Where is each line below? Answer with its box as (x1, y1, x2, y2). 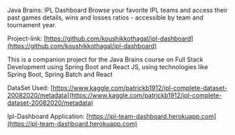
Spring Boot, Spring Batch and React (7, 70, 113, 78)
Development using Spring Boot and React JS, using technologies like (7, 63, 208, 71)
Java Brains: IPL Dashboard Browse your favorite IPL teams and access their (7, 6, 228, 14)
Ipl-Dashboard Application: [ (7, 112, 89, 120)
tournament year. (7, 21, 57, 29)
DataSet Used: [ (7, 84, 53, 92)
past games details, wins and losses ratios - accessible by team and (7, 13, 204, 22)
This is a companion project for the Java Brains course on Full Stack (7, 55, 204, 64)
